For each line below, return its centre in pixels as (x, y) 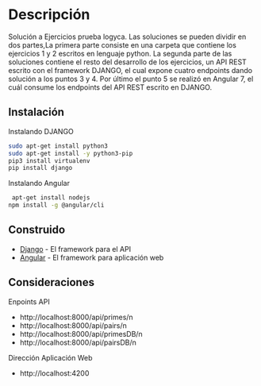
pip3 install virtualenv (49, 160)
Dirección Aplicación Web (50, 357)
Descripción (49, 15)
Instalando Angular (39, 183)
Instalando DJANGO (41, 131)
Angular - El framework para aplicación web (92, 257)
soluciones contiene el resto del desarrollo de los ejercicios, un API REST (128, 62)
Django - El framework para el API (75, 249)
